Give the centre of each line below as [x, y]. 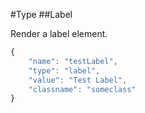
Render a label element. [59, 33]
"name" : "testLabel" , [73, 61]
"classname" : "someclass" [82, 89]
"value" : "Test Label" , [78, 80]
